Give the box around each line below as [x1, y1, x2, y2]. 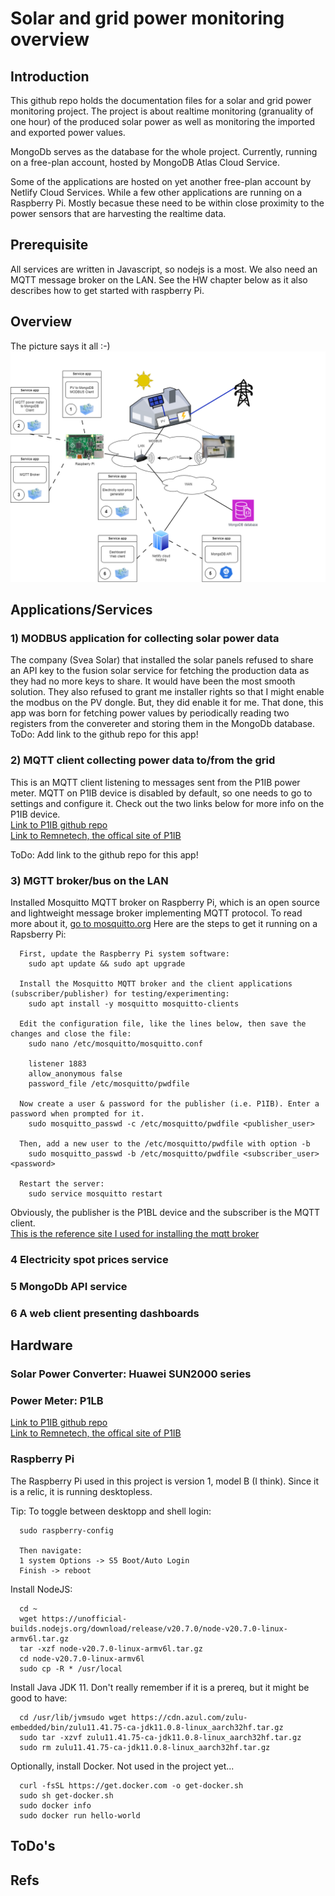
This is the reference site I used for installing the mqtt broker [10, 1228, 260, 1240]
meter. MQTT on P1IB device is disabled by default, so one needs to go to [10, 787, 313, 799]
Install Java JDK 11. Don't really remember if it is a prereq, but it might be [10, 1681, 310, 1693]
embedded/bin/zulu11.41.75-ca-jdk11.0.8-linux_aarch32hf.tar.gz [10, 1722, 284, 1732]
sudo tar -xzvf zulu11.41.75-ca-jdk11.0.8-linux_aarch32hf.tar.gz [19, 1732, 302, 1742]
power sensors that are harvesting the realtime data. [10, 208, 227, 219]
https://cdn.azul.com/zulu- [131, 1712, 248, 1722]
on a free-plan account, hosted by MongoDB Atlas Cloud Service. [10, 157, 280, 168]
